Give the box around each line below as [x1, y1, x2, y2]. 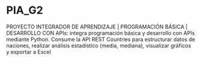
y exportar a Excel [6, 48, 51, 55]
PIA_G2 [6, 4, 43, 17]
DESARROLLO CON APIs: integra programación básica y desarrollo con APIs [6, 29, 195, 36]
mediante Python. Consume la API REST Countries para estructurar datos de [6, 36, 196, 43]
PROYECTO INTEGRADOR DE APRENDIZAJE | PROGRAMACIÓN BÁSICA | [6, 23, 188, 30]
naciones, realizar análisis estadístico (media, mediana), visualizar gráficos [6, 42, 191, 49]
